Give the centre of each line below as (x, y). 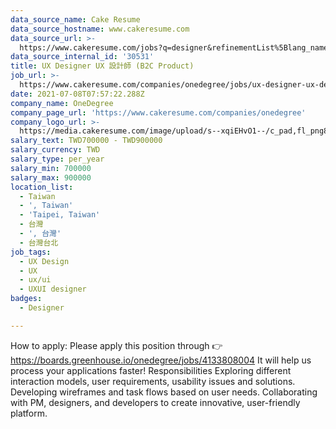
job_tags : (31, 252)
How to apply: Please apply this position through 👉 (116, 345)
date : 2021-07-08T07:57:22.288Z (77, 94)
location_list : (42, 187)
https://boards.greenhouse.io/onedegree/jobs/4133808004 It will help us (161, 360)
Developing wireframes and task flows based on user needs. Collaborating (164, 392)
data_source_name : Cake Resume (75, 19)
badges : (26, 299)
